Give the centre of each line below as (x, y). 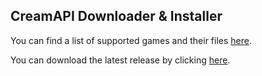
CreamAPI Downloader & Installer (116, 16)
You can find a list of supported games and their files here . (131, 40)
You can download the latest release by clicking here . (120, 60)
